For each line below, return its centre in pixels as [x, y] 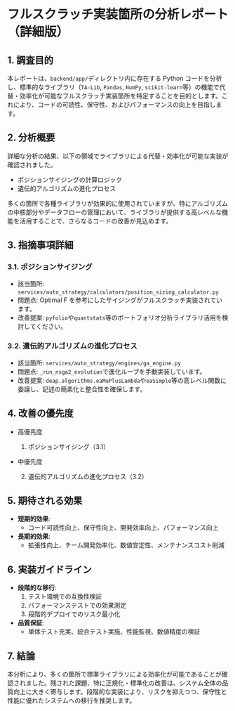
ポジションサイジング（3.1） [69, 446]
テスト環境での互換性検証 [65, 596]
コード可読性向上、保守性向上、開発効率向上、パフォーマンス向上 [123, 528]
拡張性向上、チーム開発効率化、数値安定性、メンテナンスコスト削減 [126, 545]
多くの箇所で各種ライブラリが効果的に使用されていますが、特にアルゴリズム [117, 203]
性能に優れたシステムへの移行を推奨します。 [72, 700]
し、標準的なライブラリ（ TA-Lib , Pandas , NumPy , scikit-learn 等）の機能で [113, 87]
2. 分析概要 [31, 138]
